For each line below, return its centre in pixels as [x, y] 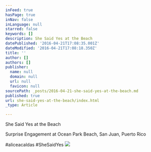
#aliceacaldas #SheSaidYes [35, 145]
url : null [20, 81]
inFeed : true [19, 10]
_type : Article [21, 105]
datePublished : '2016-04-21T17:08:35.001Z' [52, 44]
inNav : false [19, 19]
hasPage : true [20, 15]
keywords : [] [19, 34]
